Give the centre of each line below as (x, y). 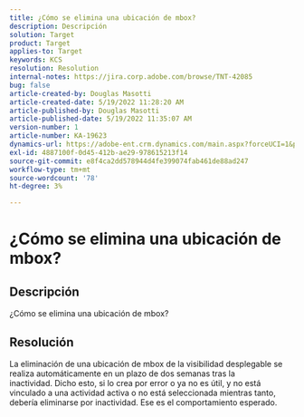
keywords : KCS (36, 60)
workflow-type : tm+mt (50, 170)
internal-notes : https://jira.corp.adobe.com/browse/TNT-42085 (131, 77)
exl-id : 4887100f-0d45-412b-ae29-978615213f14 (99, 152)
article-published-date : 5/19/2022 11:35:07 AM (101, 119)
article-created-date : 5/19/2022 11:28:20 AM (96, 102)
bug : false (30, 85)
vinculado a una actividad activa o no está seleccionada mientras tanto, (142, 393)
